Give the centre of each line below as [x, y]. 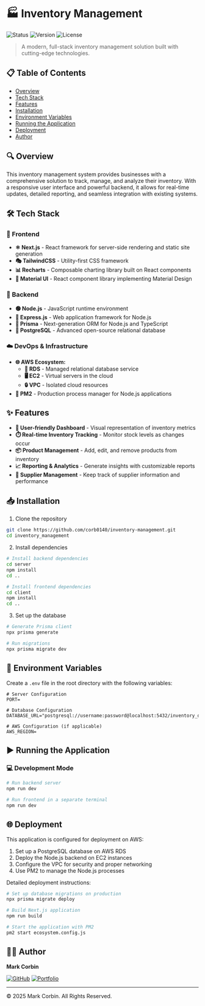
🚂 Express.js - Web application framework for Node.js [83, 317]
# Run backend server [34, 783]
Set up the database [41, 616]
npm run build [24, 916]
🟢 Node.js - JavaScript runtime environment [71, 308]
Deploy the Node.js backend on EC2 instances [74, 857]
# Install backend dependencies [47, 559]
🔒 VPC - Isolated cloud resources [66, 385]
